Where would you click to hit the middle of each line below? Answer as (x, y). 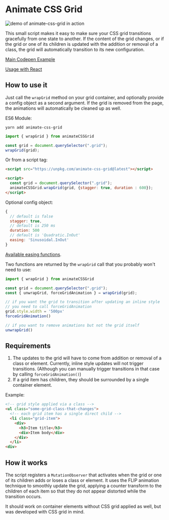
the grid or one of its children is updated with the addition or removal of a (82, 44)
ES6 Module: (19, 118)
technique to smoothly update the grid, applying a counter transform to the (83, 486)
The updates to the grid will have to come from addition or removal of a (87, 358)
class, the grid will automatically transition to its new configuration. (75, 49)
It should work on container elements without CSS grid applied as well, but (83, 506)
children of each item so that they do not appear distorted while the (76, 491)
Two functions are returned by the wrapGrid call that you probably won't (80, 264)
